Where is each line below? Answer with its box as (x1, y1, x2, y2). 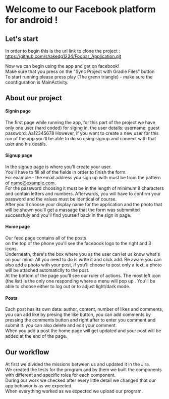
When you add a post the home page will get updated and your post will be (5, 328, 161, 334)
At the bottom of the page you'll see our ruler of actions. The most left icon (5, 272, 161, 278)
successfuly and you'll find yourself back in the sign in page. (5, 212, 132, 218)
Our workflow (5, 348, 49, 356)
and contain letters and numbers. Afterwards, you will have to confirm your (5, 190, 161, 196)
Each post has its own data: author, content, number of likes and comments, (5, 306, 163, 312)
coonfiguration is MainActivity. (5, 79, 69, 85)
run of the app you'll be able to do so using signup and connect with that (5, 135, 156, 141)
